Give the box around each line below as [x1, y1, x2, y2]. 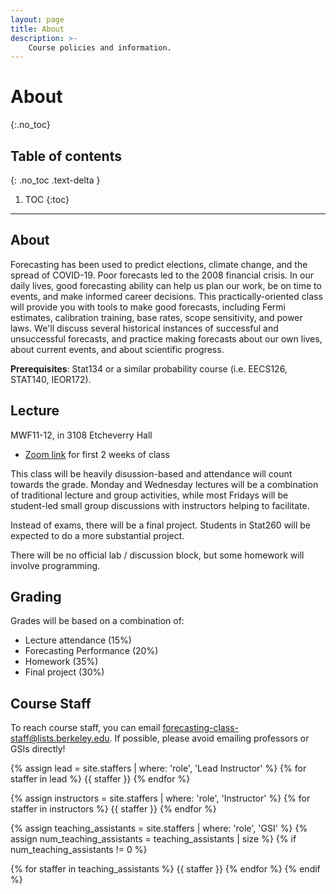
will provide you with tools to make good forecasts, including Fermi [10, 301, 286, 313]
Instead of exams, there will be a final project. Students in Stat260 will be [10, 519, 311, 531]
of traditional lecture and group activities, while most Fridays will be [10, 489, 289, 501]
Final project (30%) [24, 666, 105, 678]
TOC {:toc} [24, 194, 70, 205]
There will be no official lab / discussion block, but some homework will [10, 549, 305, 561]
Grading [10, 589, 62, 606]
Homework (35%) [24, 656, 99, 668]
